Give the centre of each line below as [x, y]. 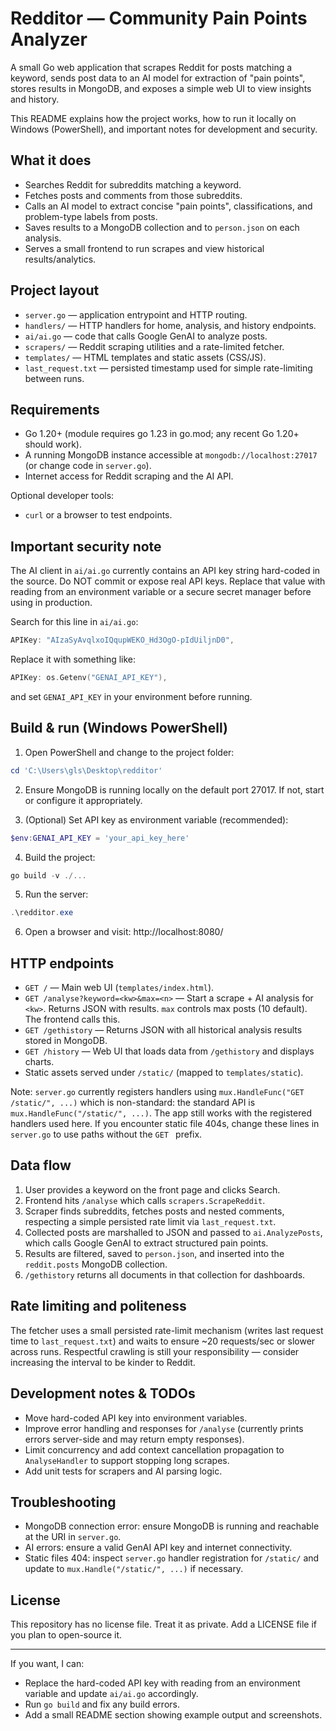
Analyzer [49, 39]
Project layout [55, 290]
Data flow [41, 1165]
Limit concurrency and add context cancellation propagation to [154, 1449]
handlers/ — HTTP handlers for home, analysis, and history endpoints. [170, 325]
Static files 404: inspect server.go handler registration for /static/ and [172, 1558]
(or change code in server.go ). [88, 466]
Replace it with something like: [73, 659]
